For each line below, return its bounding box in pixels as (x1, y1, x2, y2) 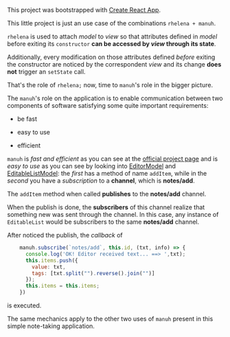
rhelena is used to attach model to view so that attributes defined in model (7, 32, 218, 40)
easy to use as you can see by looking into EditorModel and (7, 162, 176, 170)
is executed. (7, 301, 42, 310)
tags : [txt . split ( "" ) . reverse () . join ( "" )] (32, 270, 155, 277)
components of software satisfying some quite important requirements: (7, 102, 209, 109)
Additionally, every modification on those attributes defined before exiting (7, 53, 216, 61)
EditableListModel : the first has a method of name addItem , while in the (7, 170, 207, 177)
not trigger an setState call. (7, 68, 86, 75)
